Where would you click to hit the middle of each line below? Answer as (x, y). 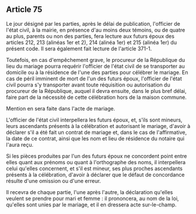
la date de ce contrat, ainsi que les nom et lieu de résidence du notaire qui (95, 138)
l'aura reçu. (20, 144)
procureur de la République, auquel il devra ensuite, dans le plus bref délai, (97, 91)
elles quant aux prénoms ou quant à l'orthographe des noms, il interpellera (96, 162)
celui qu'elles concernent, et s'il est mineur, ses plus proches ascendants (94, 168)
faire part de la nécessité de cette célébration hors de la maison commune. (97, 97)
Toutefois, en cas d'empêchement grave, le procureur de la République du (96, 60)
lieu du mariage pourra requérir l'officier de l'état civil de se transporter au (96, 66)
